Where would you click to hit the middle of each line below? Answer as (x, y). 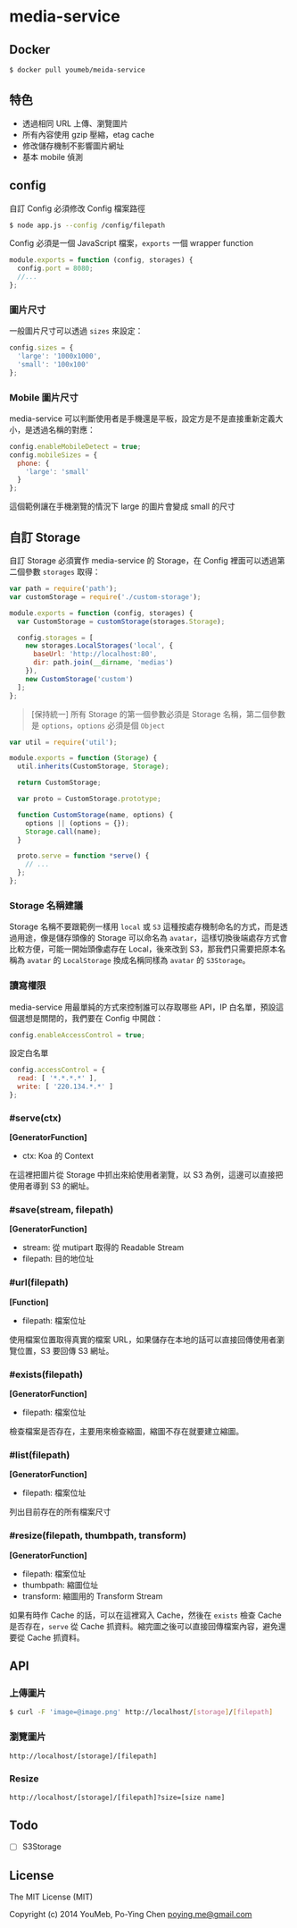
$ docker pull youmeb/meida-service (77, 70)
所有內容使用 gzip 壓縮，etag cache (88, 134)
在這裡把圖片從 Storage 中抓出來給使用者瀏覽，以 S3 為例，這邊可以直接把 (146, 1175)
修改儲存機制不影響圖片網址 (73, 146)
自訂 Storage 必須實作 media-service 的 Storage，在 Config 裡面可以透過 (144, 561)
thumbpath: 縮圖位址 (60, 1585)
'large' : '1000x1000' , (59, 356)
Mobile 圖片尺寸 (44, 397)
